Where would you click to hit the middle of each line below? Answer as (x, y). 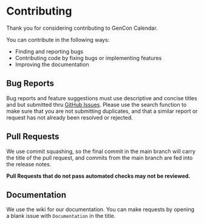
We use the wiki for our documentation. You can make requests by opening (100, 209)
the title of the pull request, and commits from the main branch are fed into (100, 158)
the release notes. (29, 164)
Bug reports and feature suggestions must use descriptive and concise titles (102, 98)
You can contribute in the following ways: (58, 39)
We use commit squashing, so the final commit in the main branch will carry (101, 151)
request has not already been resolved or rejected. (70, 117)
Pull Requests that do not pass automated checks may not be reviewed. (98, 176)
